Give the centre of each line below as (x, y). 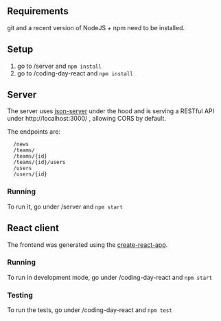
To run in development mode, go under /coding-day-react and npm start (110, 277)
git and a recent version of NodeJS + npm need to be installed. (96, 27)
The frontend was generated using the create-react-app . (88, 245)
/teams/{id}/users (40, 163)
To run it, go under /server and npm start (65, 206)
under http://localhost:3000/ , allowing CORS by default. (87, 119)
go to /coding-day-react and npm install (75, 73)
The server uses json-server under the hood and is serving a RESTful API (111, 111)
